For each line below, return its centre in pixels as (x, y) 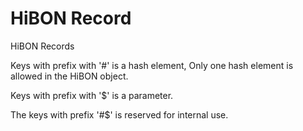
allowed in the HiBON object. (69, 76)
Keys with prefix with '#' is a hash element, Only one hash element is (152, 65)
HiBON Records (42, 46)
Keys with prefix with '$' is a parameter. (92, 95)
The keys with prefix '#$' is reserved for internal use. (119, 114)
